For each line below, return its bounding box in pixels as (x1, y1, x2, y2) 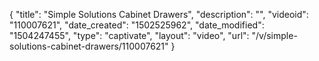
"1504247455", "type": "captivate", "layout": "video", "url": (9, 30, 250, 41)
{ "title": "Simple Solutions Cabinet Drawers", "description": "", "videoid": (9, 9, 309, 20)
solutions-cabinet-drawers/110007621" (9, 40, 169, 52)
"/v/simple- (251, 30, 298, 41)
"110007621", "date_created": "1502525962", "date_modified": (9, 19, 265, 31)
